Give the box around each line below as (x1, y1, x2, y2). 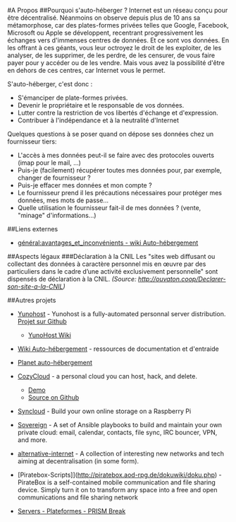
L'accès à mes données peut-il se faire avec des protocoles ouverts (17, 151, 215, 159)
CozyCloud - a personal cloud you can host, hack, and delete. (17, 372, 198, 381)
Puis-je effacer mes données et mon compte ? (17, 181, 153, 190)
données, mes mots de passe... (17, 196, 109, 204)
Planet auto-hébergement (17, 359, 93, 366)
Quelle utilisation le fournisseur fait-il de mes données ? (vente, (17, 204, 201, 211)
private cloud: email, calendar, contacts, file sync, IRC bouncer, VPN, (17, 428, 218, 436)
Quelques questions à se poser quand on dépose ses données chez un (7, 130, 214, 138)
